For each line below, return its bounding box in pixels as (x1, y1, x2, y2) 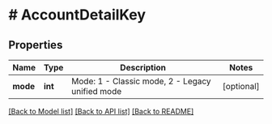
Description (120, 62, 167, 73)
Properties (8, 38, 63, 52)
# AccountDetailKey (8, 6, 147, 24)
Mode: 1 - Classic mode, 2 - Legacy (71, 75, 212, 87)
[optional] (222, 81, 260, 92)
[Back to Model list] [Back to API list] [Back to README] (8, 107, 194, 116)
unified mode (71, 86, 122, 96)
